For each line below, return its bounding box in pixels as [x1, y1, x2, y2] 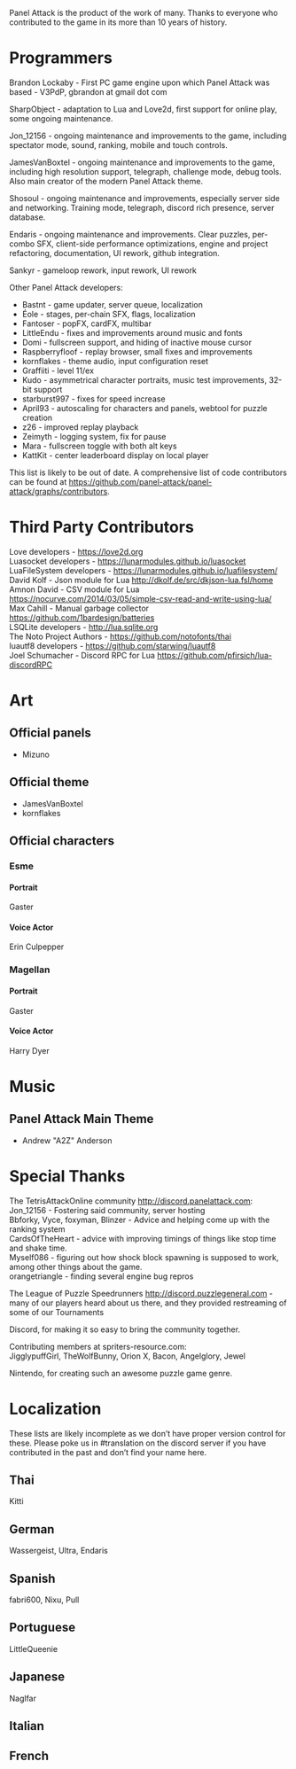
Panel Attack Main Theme [9, 1111, 154, 1126]
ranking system [9, 1223, 66, 1235]
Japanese [9, 1670, 65, 1685]
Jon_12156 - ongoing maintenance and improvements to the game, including [9, 130, 287, 141]
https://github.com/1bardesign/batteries [9, 612, 155, 623]
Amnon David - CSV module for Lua [9, 584, 140, 595]
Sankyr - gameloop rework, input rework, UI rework [9, 265, 198, 276]
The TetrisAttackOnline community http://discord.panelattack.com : [9, 1196, 253, 1206]
